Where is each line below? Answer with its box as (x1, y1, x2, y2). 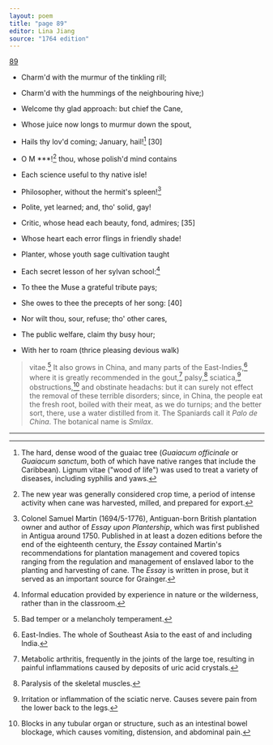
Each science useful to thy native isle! (20, 170, 147, 179)
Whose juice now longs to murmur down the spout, (20, 119, 192, 130)
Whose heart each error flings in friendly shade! (20, 234, 181, 243)
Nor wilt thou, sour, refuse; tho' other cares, (20, 313, 168, 323)
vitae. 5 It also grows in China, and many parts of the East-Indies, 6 (28, 360, 248, 372)
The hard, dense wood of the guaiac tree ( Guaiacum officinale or (20, 447, 239, 457)
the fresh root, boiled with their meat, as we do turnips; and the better (28, 399, 262, 409)
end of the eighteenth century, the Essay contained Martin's (20, 539, 222, 549)
